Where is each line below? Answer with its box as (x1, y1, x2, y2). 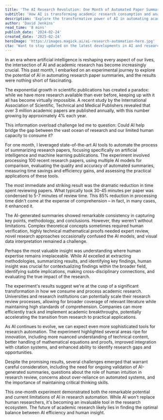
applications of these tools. (5, 173, 59, 179)
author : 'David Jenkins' (5, 20, 55, 26)
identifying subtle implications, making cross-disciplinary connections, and (5, 268, 155, 274)
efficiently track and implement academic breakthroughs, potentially (5, 309, 142, 314)
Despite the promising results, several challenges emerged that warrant (5, 359, 148, 365)
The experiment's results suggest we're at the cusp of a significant (5, 283, 139, 289)
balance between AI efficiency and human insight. (5, 409, 105, 415)
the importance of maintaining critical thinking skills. (5, 379, 109, 385)
